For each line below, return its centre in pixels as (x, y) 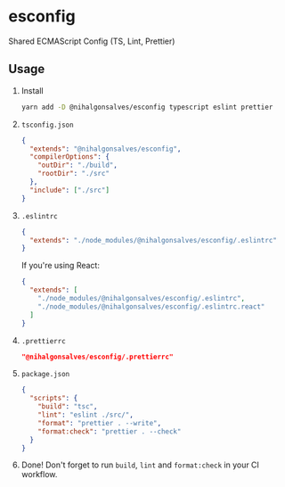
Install (32, 90)
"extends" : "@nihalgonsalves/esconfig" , (106, 149)
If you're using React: (60, 266)
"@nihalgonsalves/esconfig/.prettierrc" (97, 357)
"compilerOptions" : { (70, 157)
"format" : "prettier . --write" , (100, 423)
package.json (45, 375)
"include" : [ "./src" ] (70, 190)
